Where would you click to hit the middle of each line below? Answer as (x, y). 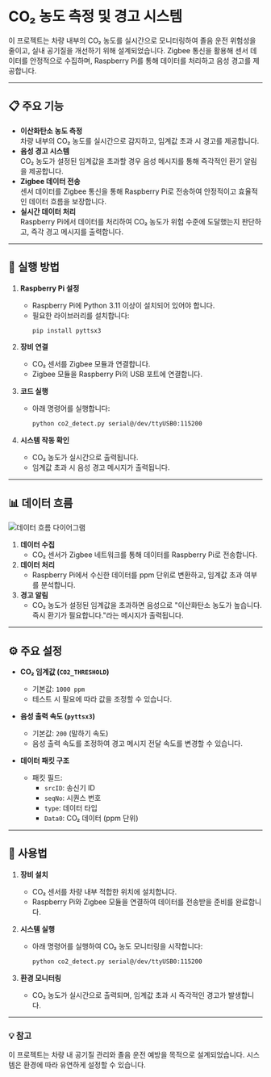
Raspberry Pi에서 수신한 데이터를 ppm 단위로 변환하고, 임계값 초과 (137, 575)
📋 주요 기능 (36, 106)
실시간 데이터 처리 (48, 212)
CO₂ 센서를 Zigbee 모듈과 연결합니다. (91, 364)
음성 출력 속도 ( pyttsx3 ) (57, 716)
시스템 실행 (37, 928)
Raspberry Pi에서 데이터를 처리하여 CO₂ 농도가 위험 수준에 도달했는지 (130, 221)
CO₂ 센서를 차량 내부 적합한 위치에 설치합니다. (104, 891)
